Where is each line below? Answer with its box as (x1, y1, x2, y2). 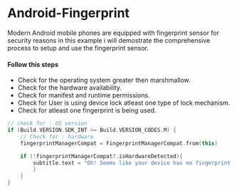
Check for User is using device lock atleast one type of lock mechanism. (17, 98, 231, 108)
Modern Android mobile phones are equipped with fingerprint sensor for (7, 28, 219, 37)
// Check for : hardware (20, 133, 94, 140)
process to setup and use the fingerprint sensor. (7, 43, 149, 52)
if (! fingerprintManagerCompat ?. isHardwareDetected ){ (20, 152, 183, 160)
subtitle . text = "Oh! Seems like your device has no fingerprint (33, 159, 231, 167)
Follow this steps (7, 60, 59, 68)
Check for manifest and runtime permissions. (17, 91, 151, 100)
